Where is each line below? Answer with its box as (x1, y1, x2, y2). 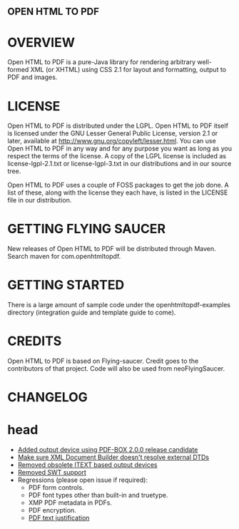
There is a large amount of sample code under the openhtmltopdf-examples (7, 301, 230, 309)
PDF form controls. (28, 483, 84, 492)
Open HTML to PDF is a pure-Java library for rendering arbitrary (7, 58, 196, 66)
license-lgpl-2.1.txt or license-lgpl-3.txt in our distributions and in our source (7, 160, 232, 168)
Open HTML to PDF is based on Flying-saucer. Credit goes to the (7, 356, 199, 366)
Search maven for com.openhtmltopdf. (7, 252, 121, 261)
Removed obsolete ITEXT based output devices (17, 461, 158, 469)
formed (7, 66, 29, 74)
